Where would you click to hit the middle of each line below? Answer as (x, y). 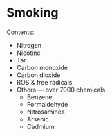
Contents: (20, 32)
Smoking (33, 13)
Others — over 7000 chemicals (61, 90)
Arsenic (38, 119)
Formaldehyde (47, 104)
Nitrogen (29, 45)
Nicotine (28, 53)
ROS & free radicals (44, 82)
